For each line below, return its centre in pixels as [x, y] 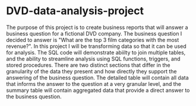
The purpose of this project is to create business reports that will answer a [97, 27]
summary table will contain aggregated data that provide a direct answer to [98, 90]
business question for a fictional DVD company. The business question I [94, 33]
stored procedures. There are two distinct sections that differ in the [88, 65]
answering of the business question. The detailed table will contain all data [97, 78]
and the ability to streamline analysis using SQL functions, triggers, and [93, 59]
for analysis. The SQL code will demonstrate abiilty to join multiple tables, [96, 52]
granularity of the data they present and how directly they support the [91, 71]
